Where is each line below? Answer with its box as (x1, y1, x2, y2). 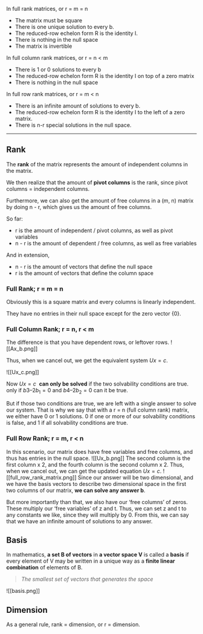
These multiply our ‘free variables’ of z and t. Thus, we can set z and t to (6, 505, 187, 512)
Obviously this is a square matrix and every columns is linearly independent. (6, 299, 196, 306)
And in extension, (6, 251, 50, 259)
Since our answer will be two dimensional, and (77, 474, 193, 481)
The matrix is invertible (14, 42, 72, 50)
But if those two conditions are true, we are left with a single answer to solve (6, 400, 196, 407)
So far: (6, 215, 23, 222)
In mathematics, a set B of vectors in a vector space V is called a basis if (6, 551, 189, 558)
